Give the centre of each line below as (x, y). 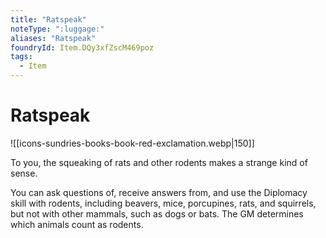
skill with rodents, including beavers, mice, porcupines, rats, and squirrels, (163, 203)
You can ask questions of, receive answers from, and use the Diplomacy (159, 192)
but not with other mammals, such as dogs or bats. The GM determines (157, 213)
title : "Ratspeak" (48, 19)
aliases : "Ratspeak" (53, 38)
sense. (24, 173)
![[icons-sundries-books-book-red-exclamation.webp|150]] (132, 143)
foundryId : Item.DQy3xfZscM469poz (82, 47)
